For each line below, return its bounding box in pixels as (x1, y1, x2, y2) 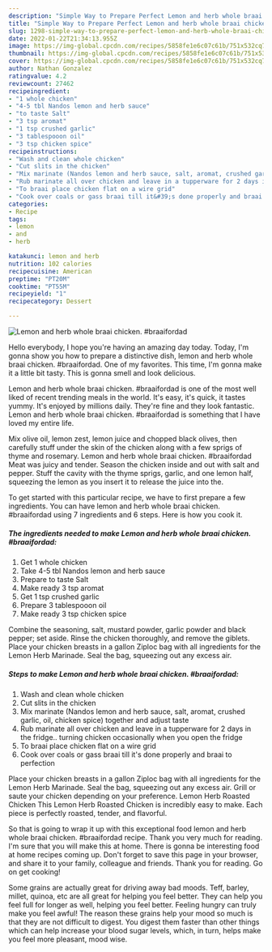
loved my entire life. (8, 419, 74, 427)
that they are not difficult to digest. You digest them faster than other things (8, 916, 260, 927)
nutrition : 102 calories (8, 260, 92, 268)
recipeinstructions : (8, 147, 79, 155)
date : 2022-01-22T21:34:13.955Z (8, 34, 117, 43)
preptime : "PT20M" (8, 274, 70, 283)
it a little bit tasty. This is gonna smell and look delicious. (8, 368, 196, 377)
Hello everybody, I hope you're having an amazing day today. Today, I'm (8, 342, 249, 352)
